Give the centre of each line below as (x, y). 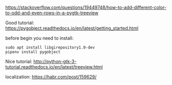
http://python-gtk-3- (55, 61)
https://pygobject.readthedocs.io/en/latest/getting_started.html (72, 28)
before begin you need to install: (39, 38)
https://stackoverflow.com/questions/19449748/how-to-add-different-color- (86, 7)
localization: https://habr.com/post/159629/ (51, 77)
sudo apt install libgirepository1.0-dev (50, 48)
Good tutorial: (20, 23)
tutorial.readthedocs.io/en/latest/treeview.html (54, 67)
